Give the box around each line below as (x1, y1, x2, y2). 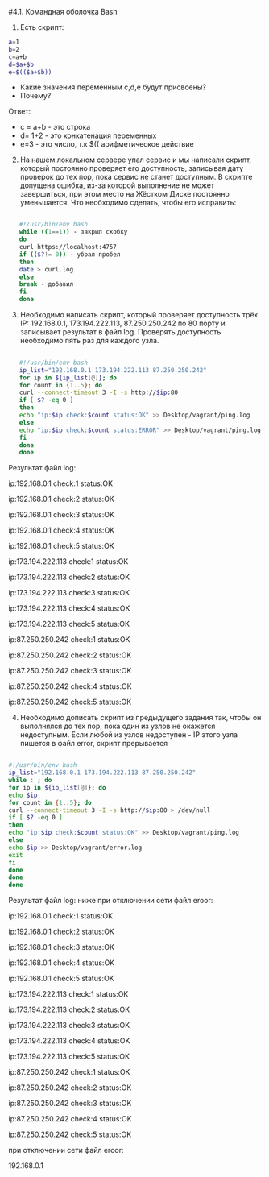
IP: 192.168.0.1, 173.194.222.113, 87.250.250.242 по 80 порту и (19, 318, 226, 328)
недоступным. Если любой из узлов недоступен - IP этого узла (19, 730, 238, 740)
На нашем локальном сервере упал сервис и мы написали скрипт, (19, 155, 252, 164)
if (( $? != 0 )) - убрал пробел (19, 250, 121, 259)
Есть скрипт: (19, 23, 64, 31)
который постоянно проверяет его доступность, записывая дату (19, 164, 244, 173)
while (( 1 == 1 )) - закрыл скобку (19, 228, 128, 236)
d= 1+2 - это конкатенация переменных (19, 131, 157, 140)
